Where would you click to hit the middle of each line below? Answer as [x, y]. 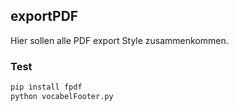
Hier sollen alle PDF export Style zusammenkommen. [119, 40]
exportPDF [44, 16]
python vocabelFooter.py [62, 96]
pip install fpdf [46, 87]
